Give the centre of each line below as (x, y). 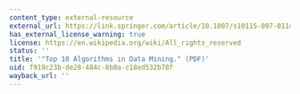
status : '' (29, 51)
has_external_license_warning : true (77, 34)
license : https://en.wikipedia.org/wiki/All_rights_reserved (125, 43)
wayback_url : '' (39, 76)
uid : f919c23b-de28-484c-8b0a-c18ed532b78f (92, 68)
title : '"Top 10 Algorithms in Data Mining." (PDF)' (109, 59)
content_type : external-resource (71, 17)
